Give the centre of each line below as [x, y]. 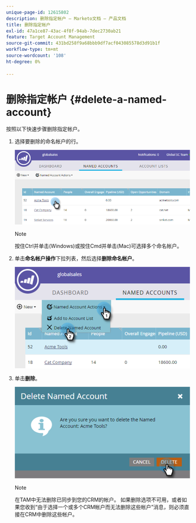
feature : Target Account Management [50, 37]
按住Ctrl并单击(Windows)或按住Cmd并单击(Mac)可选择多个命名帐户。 [98, 246]
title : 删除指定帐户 [28, 25]
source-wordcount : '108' [36, 56]
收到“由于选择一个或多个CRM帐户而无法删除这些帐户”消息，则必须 [105, 507]
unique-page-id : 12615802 [37, 12]
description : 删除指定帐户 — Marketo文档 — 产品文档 [66, 18]
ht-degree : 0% [23, 61]
